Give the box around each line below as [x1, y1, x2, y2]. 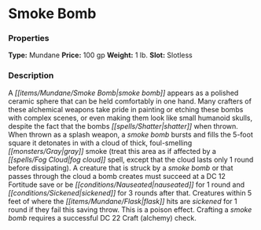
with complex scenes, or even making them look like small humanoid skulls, [8, 113, 253, 122]
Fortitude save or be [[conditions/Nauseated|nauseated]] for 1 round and [8, 180, 245, 189]
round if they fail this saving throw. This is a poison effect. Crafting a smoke [8, 205, 252, 214]
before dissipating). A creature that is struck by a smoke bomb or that [8, 162, 233, 173]
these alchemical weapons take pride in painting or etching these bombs [8, 104, 244, 114]
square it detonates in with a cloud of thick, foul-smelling [8, 138, 193, 148]
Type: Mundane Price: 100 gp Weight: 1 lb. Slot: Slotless [8, 50, 193, 60]
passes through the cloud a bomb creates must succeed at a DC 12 [8, 171, 226, 181]
